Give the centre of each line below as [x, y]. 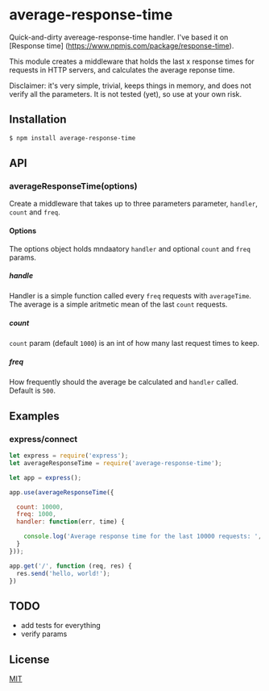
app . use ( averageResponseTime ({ [62, 492]
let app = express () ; [46, 477]
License [29, 659]
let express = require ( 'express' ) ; [69, 456]
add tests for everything [61, 626]
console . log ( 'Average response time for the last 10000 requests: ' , [143, 537]
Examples [34, 416]
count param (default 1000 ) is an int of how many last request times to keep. [134, 343]
